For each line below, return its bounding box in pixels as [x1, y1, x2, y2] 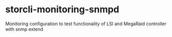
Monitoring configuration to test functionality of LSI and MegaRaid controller [5, 21, 167, 27]
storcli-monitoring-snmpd [5, 4, 120, 15]
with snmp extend [5, 26, 44, 32]
